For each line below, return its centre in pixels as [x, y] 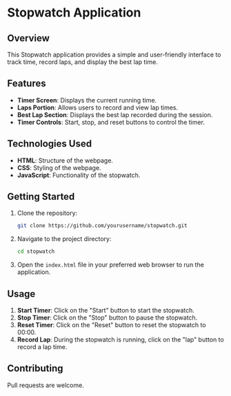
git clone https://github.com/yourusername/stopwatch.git [102, 226]
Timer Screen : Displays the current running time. [87, 100]
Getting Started [41, 197]
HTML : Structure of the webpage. [65, 160]
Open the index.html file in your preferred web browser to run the [111, 265]
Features [27, 84]
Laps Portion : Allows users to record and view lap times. [98, 107]
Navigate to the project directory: [64, 239]
